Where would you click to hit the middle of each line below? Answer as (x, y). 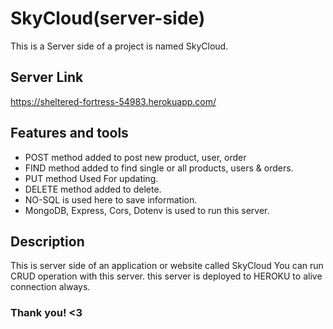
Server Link (47, 77)
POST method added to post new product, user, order (135, 157)
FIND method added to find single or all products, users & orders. (159, 168)
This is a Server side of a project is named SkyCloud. (119, 46)
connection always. (50, 287)
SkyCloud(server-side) (108, 18)
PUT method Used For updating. (91, 178)
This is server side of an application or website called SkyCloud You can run (167, 266)
